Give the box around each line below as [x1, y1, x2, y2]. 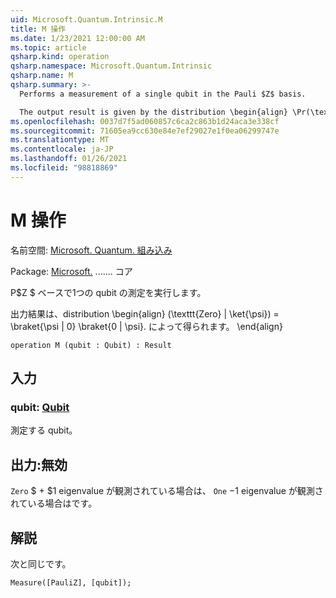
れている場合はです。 [10, 497, 98, 510]
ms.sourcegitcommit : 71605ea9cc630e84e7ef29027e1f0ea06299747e [10, 126, 280, 136]
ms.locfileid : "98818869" [10, 163, 118, 173]
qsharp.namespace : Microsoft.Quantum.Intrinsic [10, 61, 213, 71]
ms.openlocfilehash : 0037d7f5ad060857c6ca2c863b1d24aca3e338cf [10, 116, 280, 126]
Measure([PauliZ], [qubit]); [10, 578, 132, 588]
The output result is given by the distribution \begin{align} [19, 107, 288, 117]
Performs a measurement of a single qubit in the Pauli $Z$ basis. [19, 89, 307, 99]
